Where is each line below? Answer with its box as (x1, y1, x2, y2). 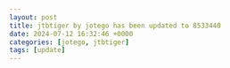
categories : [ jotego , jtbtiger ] (9, 37, 129, 47)
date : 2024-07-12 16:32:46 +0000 (9, 29, 134, 38)
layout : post (9, 12, 58, 22)
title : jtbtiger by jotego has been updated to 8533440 (9, 21, 221, 30)
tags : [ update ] (9, 46, 66, 55)
